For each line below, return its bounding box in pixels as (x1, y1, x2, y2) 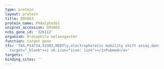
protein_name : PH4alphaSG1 (5, 20, 60, 26)
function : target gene (5, 39, 51, 44)
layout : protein (5, 12, 38, 17)
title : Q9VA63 (5, 16, 34, 21)
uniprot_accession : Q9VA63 (5, 25, 60, 30)
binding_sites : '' (5, 57, 42, 62)
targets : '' (5, 52, 29, 57)
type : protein (5, 7, 34, 12)
